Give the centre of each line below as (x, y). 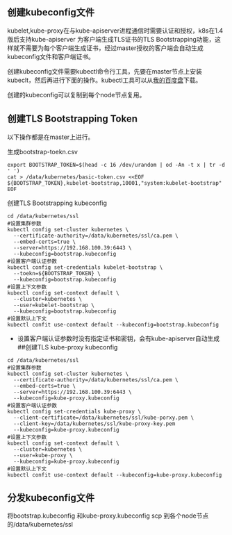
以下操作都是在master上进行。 (51, 137)
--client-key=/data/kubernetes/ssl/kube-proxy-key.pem (94, 423)
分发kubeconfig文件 (51, 498)
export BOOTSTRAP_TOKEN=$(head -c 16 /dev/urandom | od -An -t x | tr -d (116, 165)
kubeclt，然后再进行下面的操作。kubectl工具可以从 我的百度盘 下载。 (105, 80)
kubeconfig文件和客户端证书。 (51, 56)
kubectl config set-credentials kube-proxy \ (74, 411)
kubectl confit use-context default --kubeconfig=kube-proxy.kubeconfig (115, 475)
